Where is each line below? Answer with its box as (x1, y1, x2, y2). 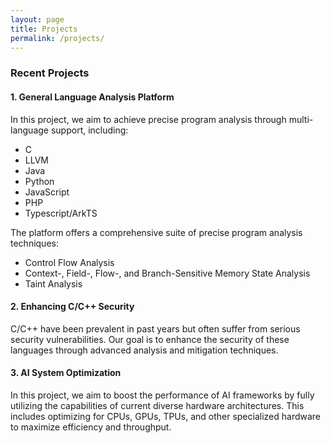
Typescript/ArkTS (24, 207, 98, 219)
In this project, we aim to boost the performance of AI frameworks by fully (10, 389, 315, 401)
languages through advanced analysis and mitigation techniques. (10, 344, 279, 356)
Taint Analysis (24, 277, 83, 290)
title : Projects (10, 24, 78, 34)
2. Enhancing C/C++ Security (10, 301, 135, 313)
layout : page (10, 14, 65, 25)
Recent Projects (10, 66, 90, 80)
